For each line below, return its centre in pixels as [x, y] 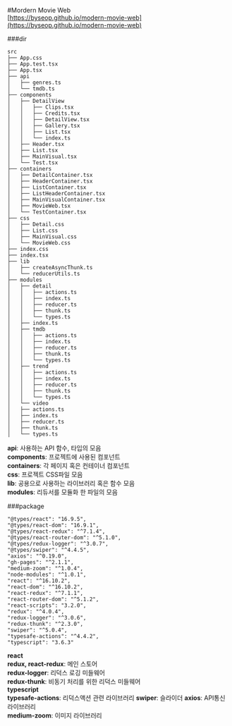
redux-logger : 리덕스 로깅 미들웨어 [56, 673]
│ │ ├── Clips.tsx [41, 107]
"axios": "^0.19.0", [38, 556]
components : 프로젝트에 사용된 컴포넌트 [64, 457]
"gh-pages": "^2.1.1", [41, 562]
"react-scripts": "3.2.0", [47, 605]
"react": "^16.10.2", [39, 581]
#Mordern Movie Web [39, 10]
